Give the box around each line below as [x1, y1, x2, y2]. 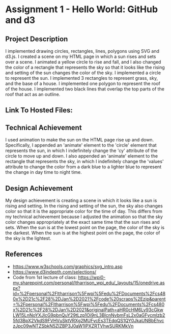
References [5, 250, 43, 259]
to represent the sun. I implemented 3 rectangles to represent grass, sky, [5, 75, 158, 81]
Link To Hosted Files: [5, 106, 73, 115]
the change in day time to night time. [5, 169, 82, 175]
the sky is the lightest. [5, 235, 51, 241]
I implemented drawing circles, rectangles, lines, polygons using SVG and [5, 48, 159, 54]
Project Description [5, 35, 68, 43]
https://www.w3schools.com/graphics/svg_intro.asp [12, 263, 123, 269]
